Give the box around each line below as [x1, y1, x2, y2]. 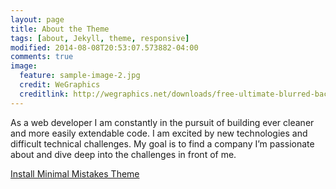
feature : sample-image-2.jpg [19, 71, 141, 81]
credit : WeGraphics [19, 80, 101, 90]
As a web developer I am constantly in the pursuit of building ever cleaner [10, 116, 315, 128]
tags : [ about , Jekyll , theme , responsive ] [10, 33, 190, 43]
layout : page [10, 14, 65, 25]
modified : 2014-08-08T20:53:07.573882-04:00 [10, 42, 199, 53]
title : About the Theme [10, 24, 110, 34]
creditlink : [19, 89, 70, 99]
